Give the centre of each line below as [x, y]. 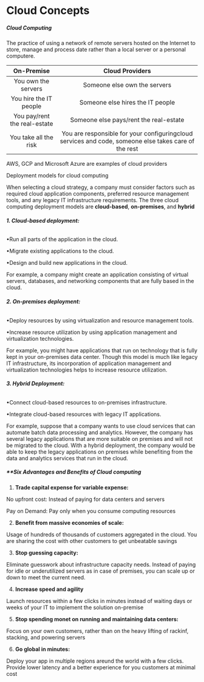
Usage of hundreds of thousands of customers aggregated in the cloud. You [102, 534]
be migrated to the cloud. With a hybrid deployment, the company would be [101, 445]
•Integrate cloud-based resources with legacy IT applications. [84, 414]
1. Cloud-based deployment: [43, 220]
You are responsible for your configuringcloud [127, 134]
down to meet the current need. [46, 577]
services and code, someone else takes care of [127, 142]
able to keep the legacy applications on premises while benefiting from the [100, 452]
